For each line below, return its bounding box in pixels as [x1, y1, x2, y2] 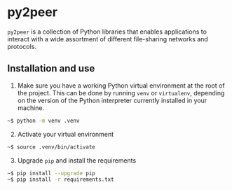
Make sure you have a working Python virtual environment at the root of [17, 81, 226, 90]
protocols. [7, 42, 37, 50]
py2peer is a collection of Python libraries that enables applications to [7, 27, 207, 36]
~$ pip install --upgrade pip [7, 170, 96, 177]
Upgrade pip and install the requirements [17, 156, 137, 165]
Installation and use [7, 62, 95, 74]
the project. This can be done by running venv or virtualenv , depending [17, 88, 225, 97]
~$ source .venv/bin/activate [7, 143, 96, 151]
